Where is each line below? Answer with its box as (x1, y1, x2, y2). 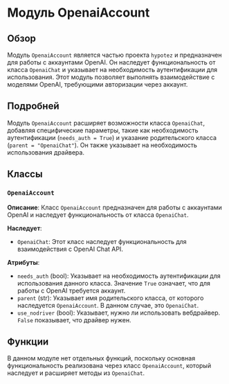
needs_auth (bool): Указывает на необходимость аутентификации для (17, 272, 221, 280)
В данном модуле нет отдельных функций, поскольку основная (7, 354, 196, 363)
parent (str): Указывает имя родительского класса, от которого (17, 293, 204, 302)
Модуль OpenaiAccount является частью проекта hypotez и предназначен (7, 51, 222, 59)
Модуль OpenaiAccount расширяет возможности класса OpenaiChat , (7, 119, 205, 127)
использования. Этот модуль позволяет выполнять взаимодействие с (7, 73, 215, 81)
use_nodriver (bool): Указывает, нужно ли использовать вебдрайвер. (17, 308, 220, 317)
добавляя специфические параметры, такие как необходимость (7, 126, 199, 134)
